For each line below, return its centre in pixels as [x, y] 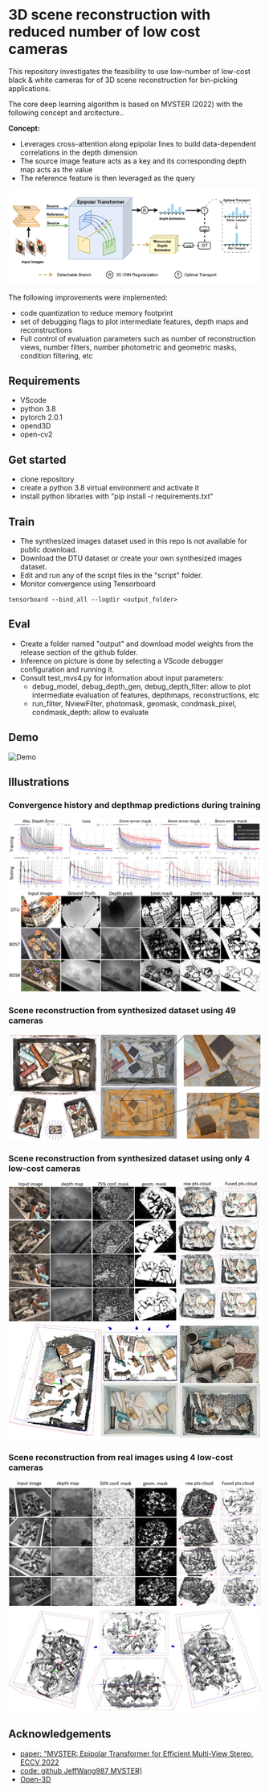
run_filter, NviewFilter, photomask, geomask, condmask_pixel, [134, 703]
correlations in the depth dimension [79, 152]
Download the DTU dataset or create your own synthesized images [131, 558]
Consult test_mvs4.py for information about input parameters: [122, 677]
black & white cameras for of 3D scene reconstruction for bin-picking [123, 80]
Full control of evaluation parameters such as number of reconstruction [138, 338]
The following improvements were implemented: [88, 297]
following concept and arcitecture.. [66, 112]
